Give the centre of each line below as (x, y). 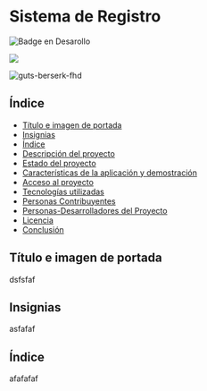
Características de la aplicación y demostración (110, 173)
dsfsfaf (22, 279)
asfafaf (22, 329)
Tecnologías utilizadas (63, 191)
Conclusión (43, 229)
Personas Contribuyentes (69, 201)
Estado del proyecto (59, 163)
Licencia (37, 220)
